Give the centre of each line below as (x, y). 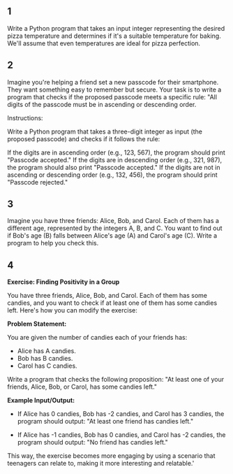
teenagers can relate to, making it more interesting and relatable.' (101, 464)
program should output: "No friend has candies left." (93, 443)
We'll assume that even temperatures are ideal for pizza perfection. (104, 43)
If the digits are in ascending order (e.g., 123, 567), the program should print (116, 152)
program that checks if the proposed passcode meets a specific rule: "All (112, 96)
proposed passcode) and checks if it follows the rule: (84, 138)
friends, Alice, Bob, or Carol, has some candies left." (82, 387)
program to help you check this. (53, 243)
